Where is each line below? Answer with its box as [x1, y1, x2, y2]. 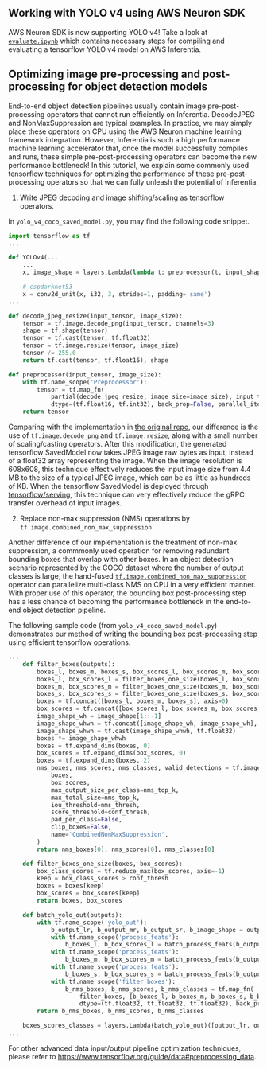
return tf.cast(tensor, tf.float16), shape [22, 356, 169, 365]
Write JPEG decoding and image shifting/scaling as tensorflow [19, 193, 225, 202]
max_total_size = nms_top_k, [50, 794, 141, 802]
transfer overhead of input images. [8, 498, 122, 508]
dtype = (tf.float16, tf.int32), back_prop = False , [50, 400, 215, 408]
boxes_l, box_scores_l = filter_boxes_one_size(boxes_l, [37, 675, 229, 683]
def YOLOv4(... [8, 254, 59, 262]
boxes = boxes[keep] [37, 882, 105, 890]
